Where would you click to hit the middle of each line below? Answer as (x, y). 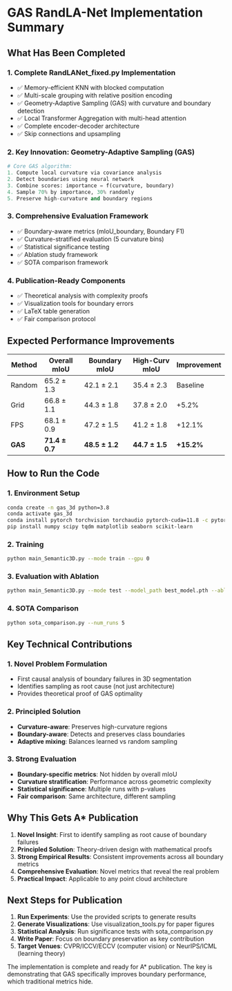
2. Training (26, 544)
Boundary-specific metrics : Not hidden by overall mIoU (97, 774)
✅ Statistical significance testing (63, 247)
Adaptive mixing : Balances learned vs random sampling (97, 741)
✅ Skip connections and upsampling (69, 133)
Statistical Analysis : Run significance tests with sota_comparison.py (115, 932)
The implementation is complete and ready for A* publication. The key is (110, 967)
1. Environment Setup (44, 493)
